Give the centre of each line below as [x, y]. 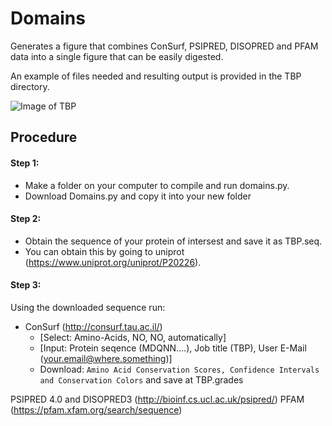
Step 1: [25, 163]
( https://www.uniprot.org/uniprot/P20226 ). [113, 262]
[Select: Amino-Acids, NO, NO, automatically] [133, 337]
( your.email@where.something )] [106, 358]
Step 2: [26, 219]
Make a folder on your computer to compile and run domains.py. [157, 185]
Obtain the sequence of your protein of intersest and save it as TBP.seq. [173, 241]
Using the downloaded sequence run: [88, 307]
